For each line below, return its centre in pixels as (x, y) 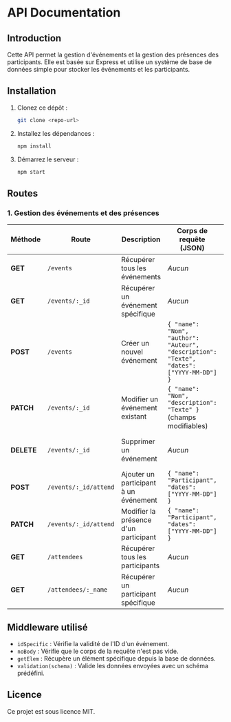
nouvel (132, 352)
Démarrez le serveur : (48, 159)
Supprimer (138, 441)
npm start (31, 172)
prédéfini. (31, 673)
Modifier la (139, 512)
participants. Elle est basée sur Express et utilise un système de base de (109, 62)
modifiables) (188, 426)
